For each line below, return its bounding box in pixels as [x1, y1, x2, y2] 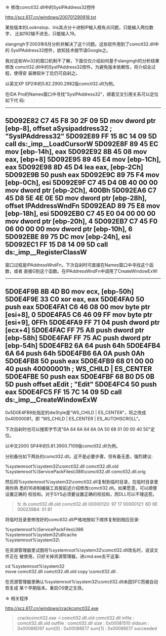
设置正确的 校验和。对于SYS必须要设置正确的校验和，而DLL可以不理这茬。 [5, 491, 157, 497]
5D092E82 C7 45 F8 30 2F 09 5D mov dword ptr [5, 117, 156, 125]
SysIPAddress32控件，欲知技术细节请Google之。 [10, 48, 111, 53]
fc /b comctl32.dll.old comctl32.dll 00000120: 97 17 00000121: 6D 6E [17, 501, 158, 507]
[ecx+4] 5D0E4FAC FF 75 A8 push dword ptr [5, 326, 144, 335]
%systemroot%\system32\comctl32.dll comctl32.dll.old [5, 463, 119, 469]
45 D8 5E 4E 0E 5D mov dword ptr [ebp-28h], [5, 194, 147, 202]
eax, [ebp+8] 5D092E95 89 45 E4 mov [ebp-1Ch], [5, 155, 161, 164]
